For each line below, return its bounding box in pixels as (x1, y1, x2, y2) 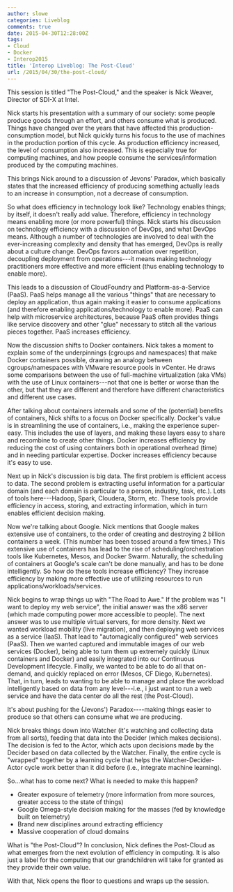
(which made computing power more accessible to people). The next (7, 610, 205, 618)
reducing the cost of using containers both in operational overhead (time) (7, 443, 218, 452)
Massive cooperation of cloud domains (17, 827, 129, 835)
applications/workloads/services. (7, 581, 103, 590)
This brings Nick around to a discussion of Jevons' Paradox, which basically (7, 174, 226, 182)
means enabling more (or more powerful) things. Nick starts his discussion (7, 217, 221, 225)
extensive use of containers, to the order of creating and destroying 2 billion (7, 530, 225, 538)
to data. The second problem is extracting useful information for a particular (7, 479, 225, 487)
